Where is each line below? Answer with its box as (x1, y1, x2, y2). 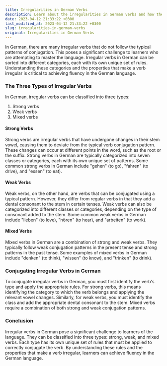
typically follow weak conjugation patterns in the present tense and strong (5, 244, 157, 250)
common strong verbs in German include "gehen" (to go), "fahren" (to (5, 163, 149, 169)
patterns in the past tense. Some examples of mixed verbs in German (5, 249, 147, 255)
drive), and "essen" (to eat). (5, 168, 62, 174)
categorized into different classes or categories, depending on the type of (5, 206, 157, 212)
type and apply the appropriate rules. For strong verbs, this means (5, 284, 141, 290)
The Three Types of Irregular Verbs (5, 82, 92, 89)
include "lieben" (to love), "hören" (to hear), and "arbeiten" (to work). (5, 217, 147, 223)
